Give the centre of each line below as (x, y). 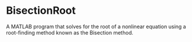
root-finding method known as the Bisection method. (70, 32)
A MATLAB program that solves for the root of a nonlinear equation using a (96, 26)
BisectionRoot (41, 11)
